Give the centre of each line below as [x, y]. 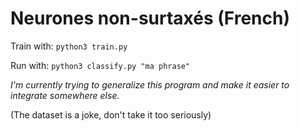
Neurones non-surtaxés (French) [150, 18]
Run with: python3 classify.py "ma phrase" [100, 65]
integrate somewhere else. [65, 95]
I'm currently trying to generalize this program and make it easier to [150, 84]
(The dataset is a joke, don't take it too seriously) [111, 114]
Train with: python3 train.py [69, 46]
